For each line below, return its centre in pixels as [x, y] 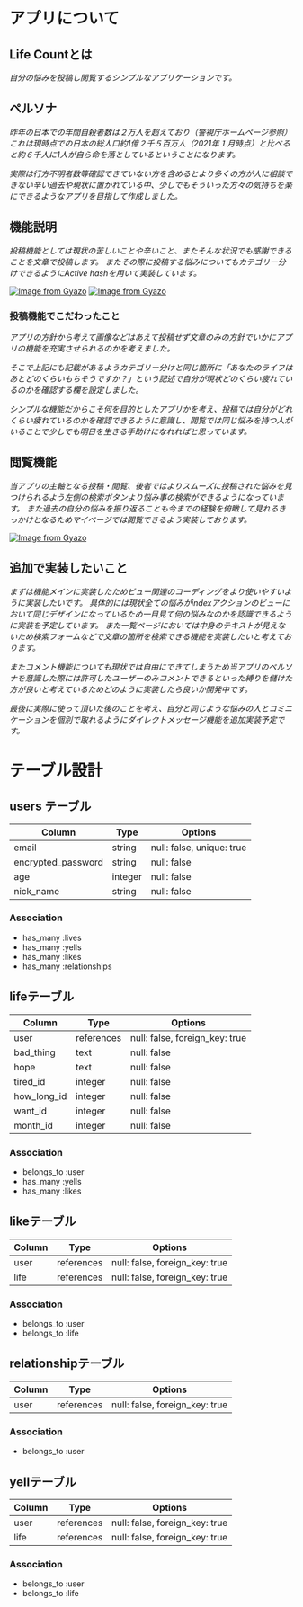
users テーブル [50, 807]
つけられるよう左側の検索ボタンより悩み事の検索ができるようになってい [143, 497]
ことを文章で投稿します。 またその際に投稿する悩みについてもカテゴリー [144, 262]
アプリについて [64, 18]
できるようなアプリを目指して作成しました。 [99, 196]
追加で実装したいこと [68, 568]
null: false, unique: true [199, 848]
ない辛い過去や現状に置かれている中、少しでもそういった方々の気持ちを [151, 184]
